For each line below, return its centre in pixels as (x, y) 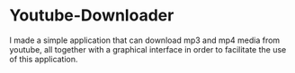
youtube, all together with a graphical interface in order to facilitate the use (148, 49)
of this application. (44, 59)
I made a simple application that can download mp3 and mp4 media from (145, 40)
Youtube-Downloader (92, 16)
